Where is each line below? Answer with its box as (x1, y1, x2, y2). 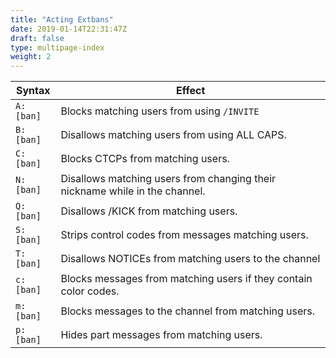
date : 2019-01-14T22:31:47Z (10, 24, 128, 34)
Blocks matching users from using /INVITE (60, 104, 260, 118)
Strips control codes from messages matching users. (60, 228, 309, 242)
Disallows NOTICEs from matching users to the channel (60, 252, 321, 266)
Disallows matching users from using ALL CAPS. (60, 128, 287, 142)
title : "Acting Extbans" (10, 14, 114, 25)
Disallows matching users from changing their (60, 172, 277, 186)
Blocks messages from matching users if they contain (60, 272, 313, 286)
